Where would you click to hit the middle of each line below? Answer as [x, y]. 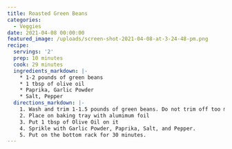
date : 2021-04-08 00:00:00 [46, 33]
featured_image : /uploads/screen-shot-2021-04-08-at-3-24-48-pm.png [108, 39]
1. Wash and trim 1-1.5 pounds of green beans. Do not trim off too [120, 109]
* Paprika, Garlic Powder [57, 90]
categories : [24, 20]
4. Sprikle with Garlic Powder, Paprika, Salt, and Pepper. [108, 128]
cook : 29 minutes [38, 65]
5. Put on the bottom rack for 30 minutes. [83, 135]
